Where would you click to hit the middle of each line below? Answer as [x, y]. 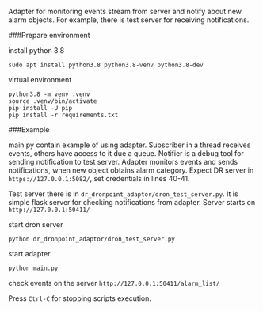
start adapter [29, 254]
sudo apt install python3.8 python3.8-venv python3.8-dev [106, 65]
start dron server [36, 224]
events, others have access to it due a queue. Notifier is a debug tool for [126, 153]
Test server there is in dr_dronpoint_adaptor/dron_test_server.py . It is [124, 194]
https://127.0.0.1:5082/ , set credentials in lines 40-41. [99, 178]
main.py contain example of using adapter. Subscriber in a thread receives [130, 145]
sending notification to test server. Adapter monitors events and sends [123, 162]
